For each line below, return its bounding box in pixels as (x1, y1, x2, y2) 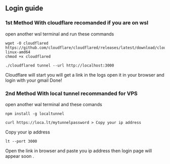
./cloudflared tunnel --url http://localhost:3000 (5, 63, 114, 68)
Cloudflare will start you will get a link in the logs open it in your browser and (5, 72, 164, 78)
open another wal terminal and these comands (5, 101, 102, 107)
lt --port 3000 (5, 139, 37, 144)
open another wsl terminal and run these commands (5, 30, 114, 37)
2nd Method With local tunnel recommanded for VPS (5, 90, 138, 97)
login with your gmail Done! (5, 77, 62, 83)
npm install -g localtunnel (5, 111, 65, 116)
